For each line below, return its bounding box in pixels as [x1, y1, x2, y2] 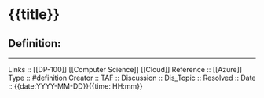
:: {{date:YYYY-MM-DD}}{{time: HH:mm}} [8, 82, 143, 91]
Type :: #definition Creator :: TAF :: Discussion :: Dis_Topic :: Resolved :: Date [8, 73, 257, 82]
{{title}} [8, 5, 60, 24]
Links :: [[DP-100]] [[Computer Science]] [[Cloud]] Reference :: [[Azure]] [8, 65, 242, 74]
